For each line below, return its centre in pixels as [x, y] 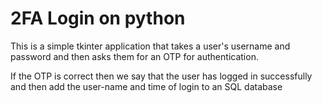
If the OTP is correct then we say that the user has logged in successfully [161, 76]
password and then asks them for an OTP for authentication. [134, 56]
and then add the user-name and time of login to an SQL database [146, 86]
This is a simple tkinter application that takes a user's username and [150, 46]
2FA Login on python [98, 18]
